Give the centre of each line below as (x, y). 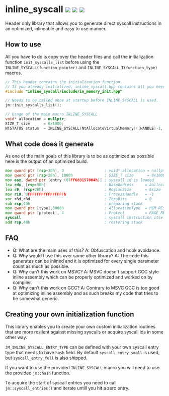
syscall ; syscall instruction (78, 218)
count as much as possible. (41, 266)
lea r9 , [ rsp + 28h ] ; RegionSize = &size (83, 189)
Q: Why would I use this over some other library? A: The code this (80, 255)
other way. (16, 337)
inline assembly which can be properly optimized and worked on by (82, 277)
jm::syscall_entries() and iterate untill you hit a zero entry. (67, 388)
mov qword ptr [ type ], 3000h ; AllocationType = (76, 208)
